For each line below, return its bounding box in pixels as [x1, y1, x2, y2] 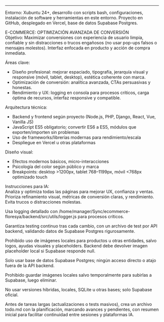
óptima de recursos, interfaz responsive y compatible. [12, 95, 121, 100]
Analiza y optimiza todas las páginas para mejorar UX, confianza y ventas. [5, 189, 155, 194]
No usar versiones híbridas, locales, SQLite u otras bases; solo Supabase [5, 287, 152, 292]
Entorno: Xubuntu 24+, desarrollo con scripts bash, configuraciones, [5, 10, 143, 15]
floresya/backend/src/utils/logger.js [5, 214, 77, 219]
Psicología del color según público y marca [12, 164, 99, 170]
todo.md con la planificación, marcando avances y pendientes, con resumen [5, 306, 159, 312]
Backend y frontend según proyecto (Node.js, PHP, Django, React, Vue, [12, 114, 156, 119]
